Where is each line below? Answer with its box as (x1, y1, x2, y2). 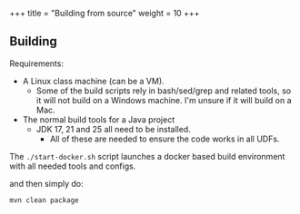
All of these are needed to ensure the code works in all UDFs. (49, 133, 280, 144)
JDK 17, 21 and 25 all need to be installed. (35, 123, 191, 134)
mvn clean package (9, 195, 79, 205)
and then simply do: (9, 178, 84, 189)
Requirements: (9, 58, 64, 69)
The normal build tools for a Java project (22, 113, 175, 125)
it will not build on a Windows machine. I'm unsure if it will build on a (35, 94, 293, 105)
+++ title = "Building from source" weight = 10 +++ (9, 8, 200, 18)
